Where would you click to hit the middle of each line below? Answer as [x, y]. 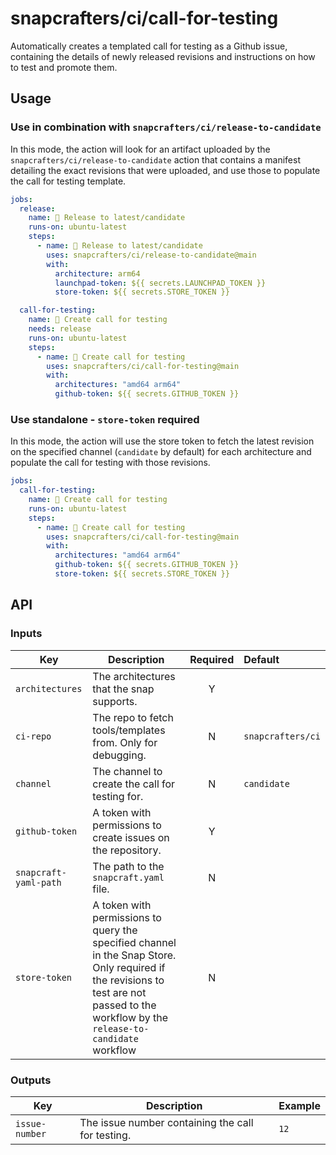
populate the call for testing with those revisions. [110, 463]
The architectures [134, 676]
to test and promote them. [64, 67]
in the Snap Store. [134, 955]
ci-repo [33, 736]
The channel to [127, 771]
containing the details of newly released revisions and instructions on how [163, 56]
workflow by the [130, 1017]
